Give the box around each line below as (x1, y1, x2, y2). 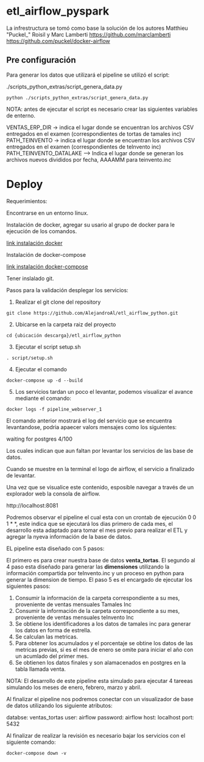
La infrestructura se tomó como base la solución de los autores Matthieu (6, 24, 188, 32)
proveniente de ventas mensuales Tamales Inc (15, 601, 132, 608)
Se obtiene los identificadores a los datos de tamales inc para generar (15, 620, 191, 627)
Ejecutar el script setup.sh (15, 343, 81, 351)
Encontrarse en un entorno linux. (6, 209, 89, 217)
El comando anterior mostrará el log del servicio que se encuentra (6, 417, 172, 424)
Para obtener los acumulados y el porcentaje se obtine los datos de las (15, 639, 193, 646)
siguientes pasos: (6, 582, 51, 590)
